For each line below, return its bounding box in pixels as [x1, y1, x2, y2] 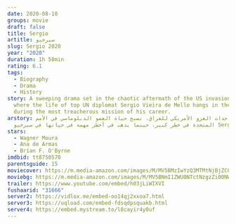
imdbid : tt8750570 [7, 154, 61, 162]
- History [13, 88, 42, 95]
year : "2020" [7, 50, 46, 57]
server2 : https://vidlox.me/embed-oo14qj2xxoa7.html [7, 193, 165, 200]
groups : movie [7, 17, 49, 24]
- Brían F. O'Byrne [13, 147, 71, 154]
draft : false [7, 23, 46, 30]
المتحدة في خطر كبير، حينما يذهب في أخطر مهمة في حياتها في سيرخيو [13, 121, 216, 129]
